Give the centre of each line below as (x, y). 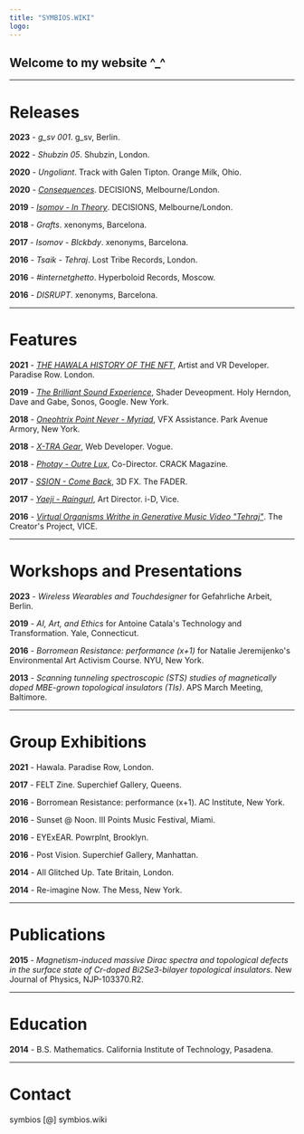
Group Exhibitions (78, 742)
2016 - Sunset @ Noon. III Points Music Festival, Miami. (112, 820)
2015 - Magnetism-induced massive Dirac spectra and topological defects (149, 960)
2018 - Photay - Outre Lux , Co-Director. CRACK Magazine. (119, 464)
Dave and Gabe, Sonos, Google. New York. (89, 402)
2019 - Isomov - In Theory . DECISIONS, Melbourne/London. (121, 207)
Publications (57, 935)
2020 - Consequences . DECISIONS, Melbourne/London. (114, 190)
